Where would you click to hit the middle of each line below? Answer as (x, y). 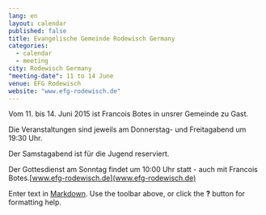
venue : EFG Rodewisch (45, 83)
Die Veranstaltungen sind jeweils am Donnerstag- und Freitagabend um (127, 129)
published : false (38, 31)
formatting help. (35, 202)
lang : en (23, 16)
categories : (28, 46)
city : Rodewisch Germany (50, 69)
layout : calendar (38, 23)
